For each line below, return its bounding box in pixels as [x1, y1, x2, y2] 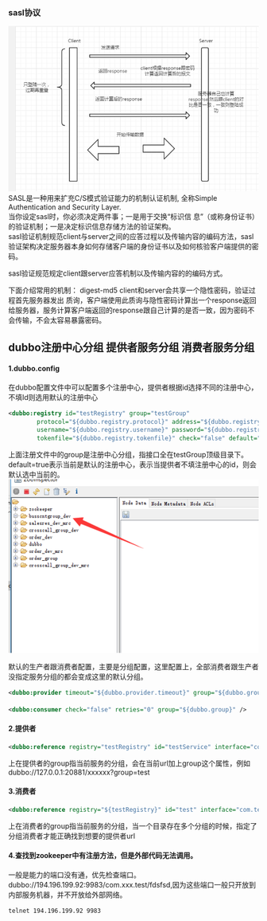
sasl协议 [8, 6, 41, 18]
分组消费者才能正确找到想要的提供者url [8, 831, 136, 841]
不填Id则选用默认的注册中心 [8, 392, 99, 402]
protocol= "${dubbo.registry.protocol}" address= [37, 417, 201, 425]
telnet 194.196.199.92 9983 [8, 907, 102, 915]
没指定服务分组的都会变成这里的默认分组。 [8, 672, 148, 682]
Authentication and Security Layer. [8, 202, 122, 212]
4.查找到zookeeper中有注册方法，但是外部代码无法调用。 [8, 851, 197, 860]
